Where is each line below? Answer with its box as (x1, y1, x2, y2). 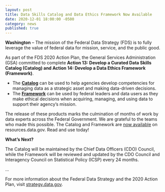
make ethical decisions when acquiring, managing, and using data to (12, 96, 153, 102)
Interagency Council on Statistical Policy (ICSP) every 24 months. (5, 157, 139, 163)
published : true (5, 26, 39, 31)
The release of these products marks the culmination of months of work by (5, 111, 159, 117)
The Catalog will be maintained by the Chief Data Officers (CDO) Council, (5, 146, 155, 152)
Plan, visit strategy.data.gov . (5, 182, 63, 188)
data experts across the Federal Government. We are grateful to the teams (5, 116, 158, 122)
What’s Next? (5, 137, 34, 143)
